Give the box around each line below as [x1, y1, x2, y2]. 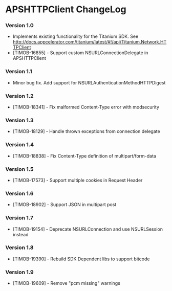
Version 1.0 [5, 22, 34, 29]
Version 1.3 [5, 117, 34, 124]
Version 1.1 [5, 68, 32, 75]
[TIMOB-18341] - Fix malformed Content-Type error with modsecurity [12, 104, 160, 110]
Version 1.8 [5, 244, 34, 251]
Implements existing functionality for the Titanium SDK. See [12, 33, 139, 39]
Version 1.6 [5, 190, 34, 197]
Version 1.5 [5, 165, 34, 172]
